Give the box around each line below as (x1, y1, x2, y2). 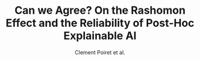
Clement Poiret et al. (75, 48, 125, 56)
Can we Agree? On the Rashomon (14, 4, 186, 17)
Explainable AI (63, 29, 137, 42)
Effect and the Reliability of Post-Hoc (5, 16, 195, 30)
